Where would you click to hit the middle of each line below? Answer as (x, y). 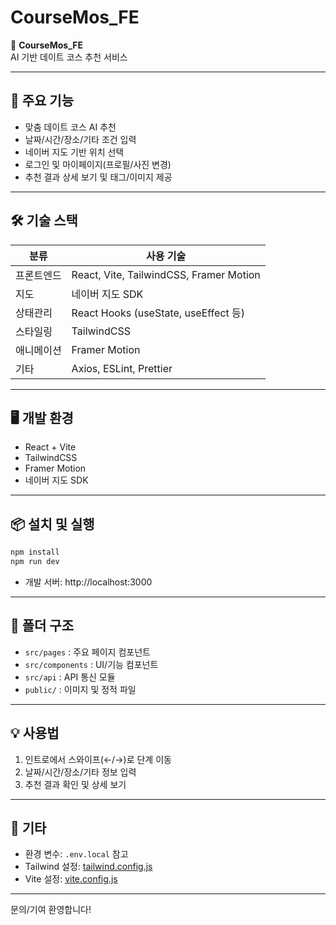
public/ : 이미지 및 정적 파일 (80, 689)
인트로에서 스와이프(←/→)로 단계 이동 (98, 759)
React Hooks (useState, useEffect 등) (158, 313)
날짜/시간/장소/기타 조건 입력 (80, 139)
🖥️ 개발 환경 (42, 417)
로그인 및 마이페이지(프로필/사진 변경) (98, 164)
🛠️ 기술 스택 (44, 221)
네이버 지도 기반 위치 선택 (74, 152)
